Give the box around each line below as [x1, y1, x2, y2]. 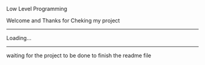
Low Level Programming [6, 5, 68, 12]
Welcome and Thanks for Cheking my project [6, 17, 120, 24]
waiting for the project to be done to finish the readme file [6, 52, 151, 59]
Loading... [6, 35, 32, 41]
